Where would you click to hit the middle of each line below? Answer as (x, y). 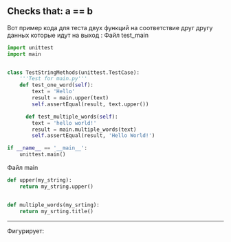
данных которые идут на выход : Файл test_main (78, 35)
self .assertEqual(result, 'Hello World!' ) (93, 136)
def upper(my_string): (40, 180)
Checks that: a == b (50, 11)
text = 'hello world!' (64, 123)
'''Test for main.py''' (54, 79)
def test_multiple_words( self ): (71, 117)
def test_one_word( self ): (57, 85)
